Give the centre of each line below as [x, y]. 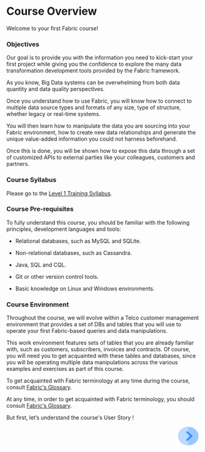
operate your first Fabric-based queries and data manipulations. [87, 331]
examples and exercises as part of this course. [65, 369]
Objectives [23, 44]
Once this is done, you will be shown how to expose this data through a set [101, 151]
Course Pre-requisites [40, 209]
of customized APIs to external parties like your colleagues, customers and [101, 157]
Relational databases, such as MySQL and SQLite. [78, 241]
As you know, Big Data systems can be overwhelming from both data [93, 83]
